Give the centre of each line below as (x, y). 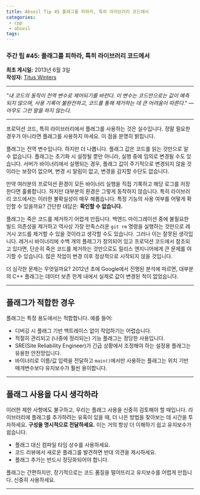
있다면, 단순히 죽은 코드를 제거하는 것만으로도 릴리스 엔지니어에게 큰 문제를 (99, 249)
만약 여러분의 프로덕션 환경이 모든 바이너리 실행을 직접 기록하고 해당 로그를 (93, 184)
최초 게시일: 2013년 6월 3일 (38, 70)
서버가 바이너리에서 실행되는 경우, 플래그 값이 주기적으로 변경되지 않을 (104, 164)
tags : (13, 34)
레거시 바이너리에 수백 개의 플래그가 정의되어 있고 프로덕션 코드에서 (96, 242)
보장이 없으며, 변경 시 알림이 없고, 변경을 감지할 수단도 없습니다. (96, 171)
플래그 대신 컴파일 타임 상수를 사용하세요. (62, 445)
